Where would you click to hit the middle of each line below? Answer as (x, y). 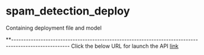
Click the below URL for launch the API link (125, 46)
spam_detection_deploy (68, 11)
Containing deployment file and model (54, 28)
